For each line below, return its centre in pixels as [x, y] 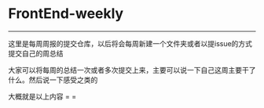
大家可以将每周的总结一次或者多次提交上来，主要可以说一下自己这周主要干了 [132, 70]
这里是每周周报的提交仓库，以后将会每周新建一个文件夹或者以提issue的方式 [130, 43]
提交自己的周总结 [36, 53]
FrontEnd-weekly [66, 14]
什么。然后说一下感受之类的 [53, 80]
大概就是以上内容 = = [42, 96]
